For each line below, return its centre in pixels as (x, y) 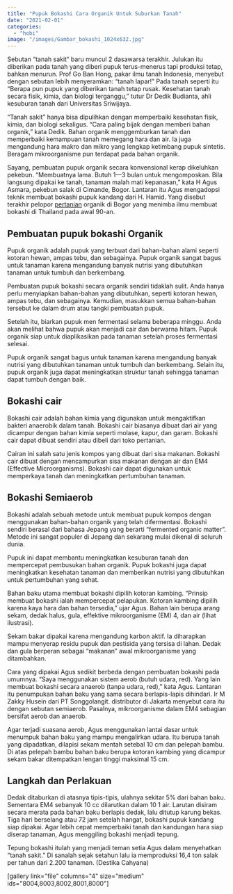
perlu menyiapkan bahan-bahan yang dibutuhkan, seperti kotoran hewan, (112, 293)
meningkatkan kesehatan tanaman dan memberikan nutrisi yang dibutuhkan (116, 572)
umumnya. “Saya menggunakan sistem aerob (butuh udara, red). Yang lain (114, 679)
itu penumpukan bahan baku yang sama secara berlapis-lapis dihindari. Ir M (116, 694)
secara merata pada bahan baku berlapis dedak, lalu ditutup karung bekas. (115, 812)
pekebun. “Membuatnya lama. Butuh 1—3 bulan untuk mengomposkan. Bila (115, 175)
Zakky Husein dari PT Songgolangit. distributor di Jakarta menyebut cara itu (116, 701)
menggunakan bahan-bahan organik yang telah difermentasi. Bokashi (107, 521)
